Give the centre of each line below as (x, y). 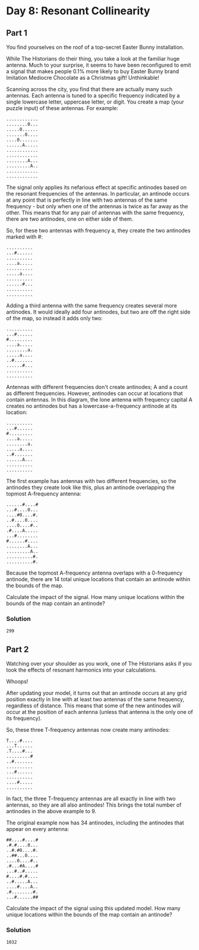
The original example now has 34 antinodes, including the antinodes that (95, 823)
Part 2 (18, 649)
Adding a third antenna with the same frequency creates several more (91, 305)
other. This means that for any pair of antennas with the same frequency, (95, 213)
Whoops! (17, 682)
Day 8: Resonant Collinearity (78, 11)
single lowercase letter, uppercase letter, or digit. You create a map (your (95, 102)
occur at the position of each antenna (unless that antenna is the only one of (99, 712)
